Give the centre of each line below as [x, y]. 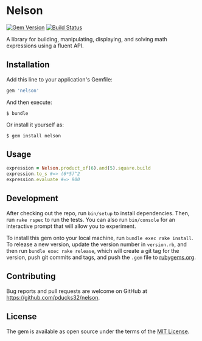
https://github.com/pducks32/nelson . [53, 297]
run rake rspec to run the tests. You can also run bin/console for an [91, 219]
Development [33, 198]
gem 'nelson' [23, 91]
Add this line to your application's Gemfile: [59, 79]
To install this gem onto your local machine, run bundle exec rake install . [100, 238]
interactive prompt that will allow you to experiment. [71, 226]
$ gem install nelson [34, 136]
